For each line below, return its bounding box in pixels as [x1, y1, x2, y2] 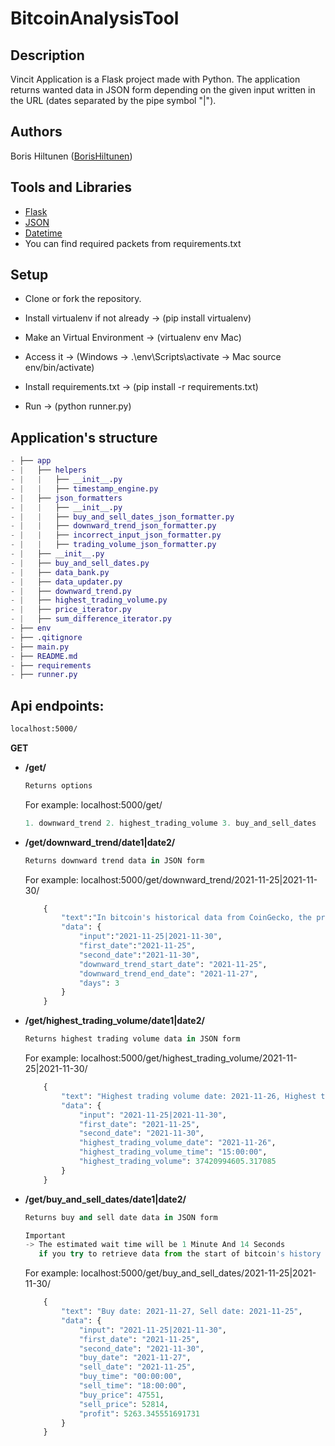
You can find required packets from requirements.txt [24, 237, 242, 249]
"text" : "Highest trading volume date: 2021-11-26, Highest [61, 1091, 317, 1101]
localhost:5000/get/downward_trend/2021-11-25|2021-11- [80, 873, 318, 886]
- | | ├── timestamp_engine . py [10, 483, 159, 494]
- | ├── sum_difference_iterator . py [10, 614, 172, 624]
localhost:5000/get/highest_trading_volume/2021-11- [80, 1052, 298, 1064]
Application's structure [10, 429, 158, 446]
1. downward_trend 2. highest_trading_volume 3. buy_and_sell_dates [24, 818, 317, 828]
